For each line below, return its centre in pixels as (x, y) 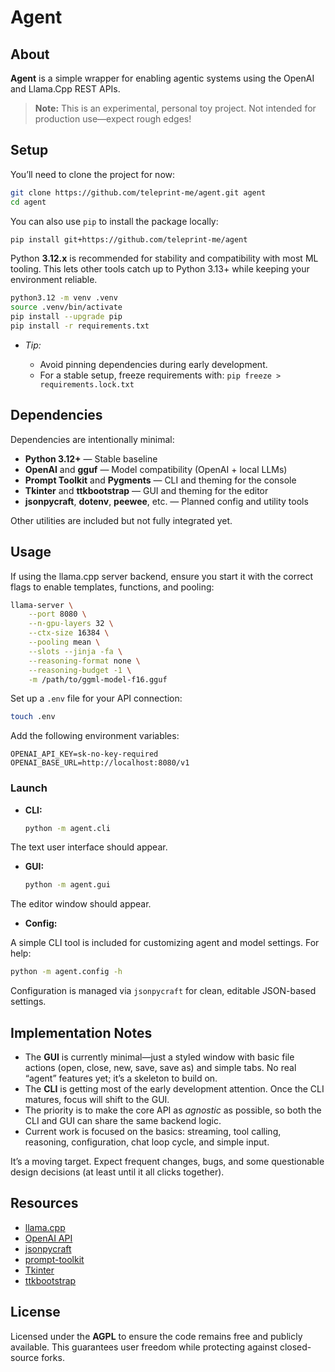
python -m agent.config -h (66, 972)
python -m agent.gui (67, 885)
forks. (53, 1357)
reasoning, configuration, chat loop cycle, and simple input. (147, 1142)
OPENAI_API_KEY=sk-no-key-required (84, 754)
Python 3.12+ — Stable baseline (91, 458)
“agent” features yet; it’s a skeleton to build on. (121, 1078)
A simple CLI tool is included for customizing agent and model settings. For (165, 943)
